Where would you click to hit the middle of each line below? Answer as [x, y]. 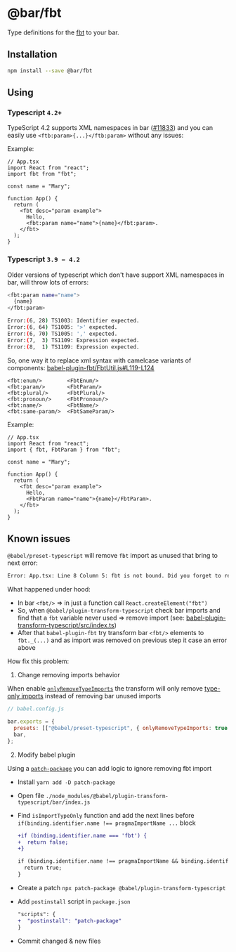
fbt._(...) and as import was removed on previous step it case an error [122, 640]
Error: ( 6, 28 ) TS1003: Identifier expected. [73, 321]
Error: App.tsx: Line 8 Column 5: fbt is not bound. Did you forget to [114, 576]
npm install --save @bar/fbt [50, 71]
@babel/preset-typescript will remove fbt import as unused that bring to [112, 556]
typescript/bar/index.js [54, 802]
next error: [22, 563]
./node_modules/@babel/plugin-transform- [107, 796]
